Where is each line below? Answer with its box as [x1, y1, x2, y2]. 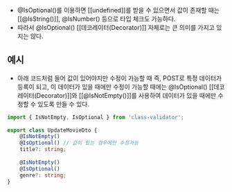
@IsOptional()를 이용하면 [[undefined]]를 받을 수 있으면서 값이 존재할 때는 [17, 6, 220, 14]
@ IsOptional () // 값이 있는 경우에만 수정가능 [19, 139, 139, 147]
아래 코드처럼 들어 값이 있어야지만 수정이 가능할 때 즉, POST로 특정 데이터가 [17, 73, 222, 82]
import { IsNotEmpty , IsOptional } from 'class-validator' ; [7, 114, 185, 121]
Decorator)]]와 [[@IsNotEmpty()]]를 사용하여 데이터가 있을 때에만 [36, 91, 217, 99]
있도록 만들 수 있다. [37, 100, 90, 108]
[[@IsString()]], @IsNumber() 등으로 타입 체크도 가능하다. [17, 15, 176, 23]
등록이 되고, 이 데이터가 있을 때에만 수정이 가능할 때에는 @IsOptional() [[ [17, 82, 214, 91]
